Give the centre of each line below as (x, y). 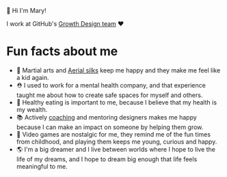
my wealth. (32, 109)
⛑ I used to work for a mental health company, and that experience (111, 85)
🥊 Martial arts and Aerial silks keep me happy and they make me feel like (118, 70)
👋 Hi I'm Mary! (26, 11)
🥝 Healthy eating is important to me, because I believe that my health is (116, 102)
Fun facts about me (62, 52)
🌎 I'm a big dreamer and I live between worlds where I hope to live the (116, 149)
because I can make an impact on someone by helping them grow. (110, 127)
